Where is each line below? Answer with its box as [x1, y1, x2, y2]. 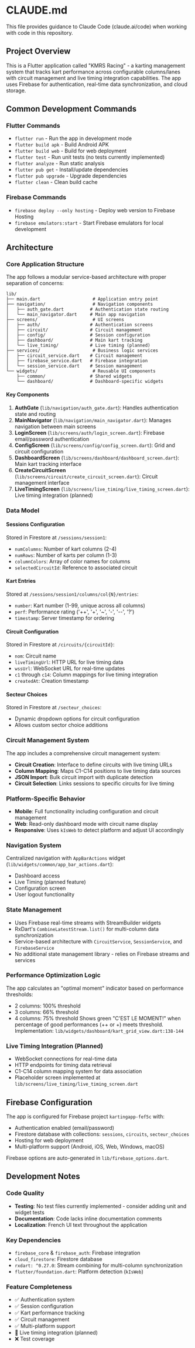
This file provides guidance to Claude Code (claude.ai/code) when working [6, 23, 187, 30]
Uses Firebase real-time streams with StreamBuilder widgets [14, 919, 161, 926]
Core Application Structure [6, 260, 84, 268]
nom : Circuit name [14, 652, 57, 659]
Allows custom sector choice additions [14, 722, 108, 729]
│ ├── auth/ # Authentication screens [6, 322, 153, 328]
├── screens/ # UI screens [6, 317, 125, 323]
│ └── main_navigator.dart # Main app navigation [6, 312, 145, 318]
